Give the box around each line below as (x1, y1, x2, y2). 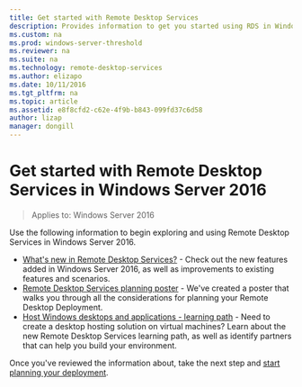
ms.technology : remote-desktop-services (9, 64, 164, 73)
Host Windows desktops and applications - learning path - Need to (22, 311, 271, 322)
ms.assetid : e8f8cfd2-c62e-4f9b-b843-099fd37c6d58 (9, 105, 203, 114)
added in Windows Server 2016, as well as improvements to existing (22, 263, 274, 274)
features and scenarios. (22, 273, 111, 283)
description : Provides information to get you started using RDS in (9, 22, 271, 31)
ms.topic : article (9, 96, 78, 106)
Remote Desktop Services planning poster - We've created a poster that (22, 283, 289, 293)
